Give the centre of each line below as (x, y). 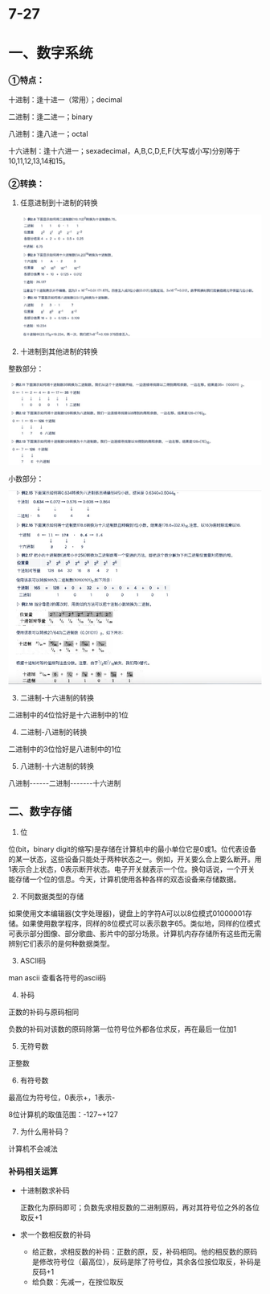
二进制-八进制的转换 (53, 732)
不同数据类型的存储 (52, 897)
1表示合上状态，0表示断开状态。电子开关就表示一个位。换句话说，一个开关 (132, 869)
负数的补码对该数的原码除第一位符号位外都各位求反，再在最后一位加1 (123, 1029)
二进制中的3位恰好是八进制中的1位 (65, 750)
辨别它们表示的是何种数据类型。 (61, 944)
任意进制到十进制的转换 (59, 203)
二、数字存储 (40, 811)
